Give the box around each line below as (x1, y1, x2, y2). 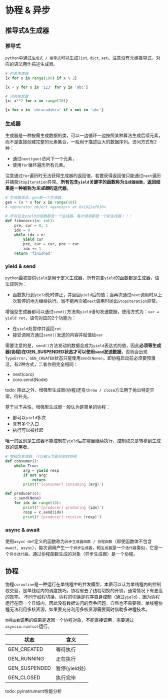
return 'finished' (14, 251, 52, 256)
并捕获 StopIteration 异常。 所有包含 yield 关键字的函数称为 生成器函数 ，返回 (5, 179, 156, 185)
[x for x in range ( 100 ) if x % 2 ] (5, 76, 77, 81)
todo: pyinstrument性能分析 (5, 688, 62, 694)
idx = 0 (14, 228, 30, 233)
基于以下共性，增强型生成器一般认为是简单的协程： (5, 404, 110, 410)
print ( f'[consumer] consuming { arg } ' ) (23, 482, 104, 487)
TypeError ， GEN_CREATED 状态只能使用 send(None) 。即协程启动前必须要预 (5, 355, 151, 361)
